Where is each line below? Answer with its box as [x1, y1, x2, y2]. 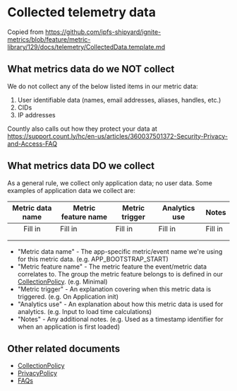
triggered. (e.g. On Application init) [17, 292, 119, 300]
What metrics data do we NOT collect [7, 63, 175, 75]
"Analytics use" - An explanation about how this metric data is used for [17, 300, 224, 308]
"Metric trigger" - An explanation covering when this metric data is [17, 284, 212, 293]
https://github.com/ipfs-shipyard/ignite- [45, 28, 162, 36]
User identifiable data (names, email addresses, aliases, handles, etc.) [17, 95, 221, 104]
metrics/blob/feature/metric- [7, 35, 91, 43]
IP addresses [17, 110, 56, 119]
